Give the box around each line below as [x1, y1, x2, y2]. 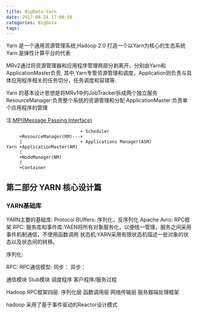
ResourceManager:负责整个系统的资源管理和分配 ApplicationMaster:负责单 [6, 97, 188, 104]
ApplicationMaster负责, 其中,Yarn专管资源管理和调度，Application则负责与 [6, 69, 187, 77]
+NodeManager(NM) [19, 154, 62, 160]
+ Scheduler [80, 128, 110, 135]
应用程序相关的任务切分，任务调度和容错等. [11, 77, 117, 84]
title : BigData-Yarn [6, 8, 57, 15]
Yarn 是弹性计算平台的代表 [6, 50, 71, 57]
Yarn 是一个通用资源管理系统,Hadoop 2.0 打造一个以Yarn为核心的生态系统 [6, 42, 186, 49]
